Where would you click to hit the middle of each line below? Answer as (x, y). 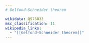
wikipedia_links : (23, 28)
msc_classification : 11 (30, 23)
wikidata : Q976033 (24, 19)
